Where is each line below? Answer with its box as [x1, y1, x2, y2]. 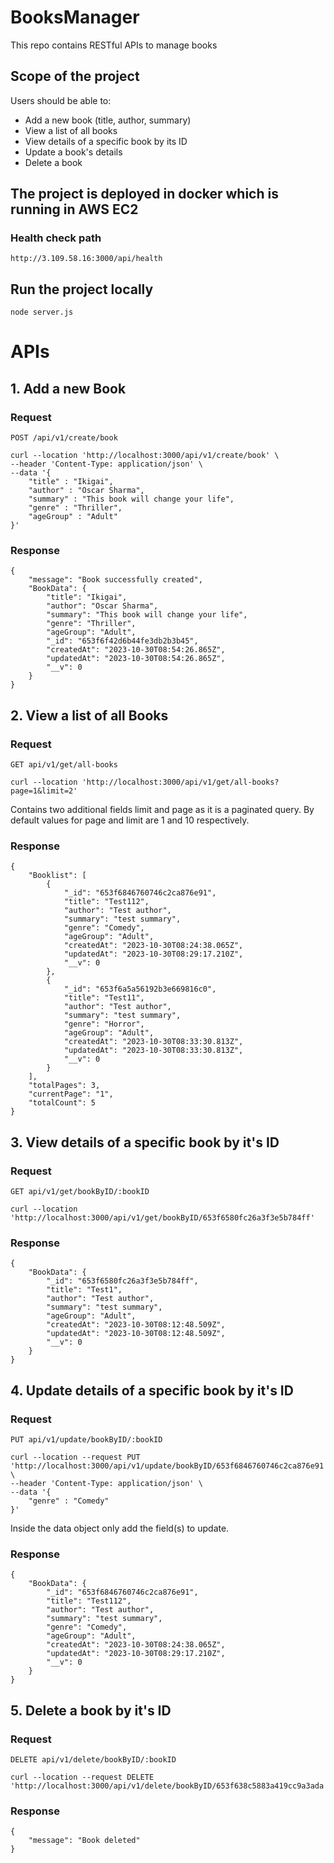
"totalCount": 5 [28, 1098, 97, 1108]
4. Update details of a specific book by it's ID [10, 1382, 294, 1399]
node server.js [10, 307, 74, 318]
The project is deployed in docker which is [10, 186, 279, 203]
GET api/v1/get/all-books [10, 760, 118, 770]
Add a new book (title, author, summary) [24, 114, 192, 126]
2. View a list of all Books [10, 707, 169, 724]
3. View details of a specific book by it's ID [10, 1134, 280, 1151]
